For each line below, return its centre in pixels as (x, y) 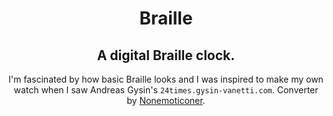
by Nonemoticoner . (166, 100)
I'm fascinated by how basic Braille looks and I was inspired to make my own (166, 79)
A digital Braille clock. (166, 55)
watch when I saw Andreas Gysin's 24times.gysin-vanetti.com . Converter (166, 90)
